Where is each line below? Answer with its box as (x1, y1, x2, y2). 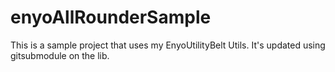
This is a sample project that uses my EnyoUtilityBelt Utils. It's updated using (10, 39, 326, 51)
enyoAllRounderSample (10, 6, 212, 29)
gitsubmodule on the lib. (10, 49, 110, 61)
